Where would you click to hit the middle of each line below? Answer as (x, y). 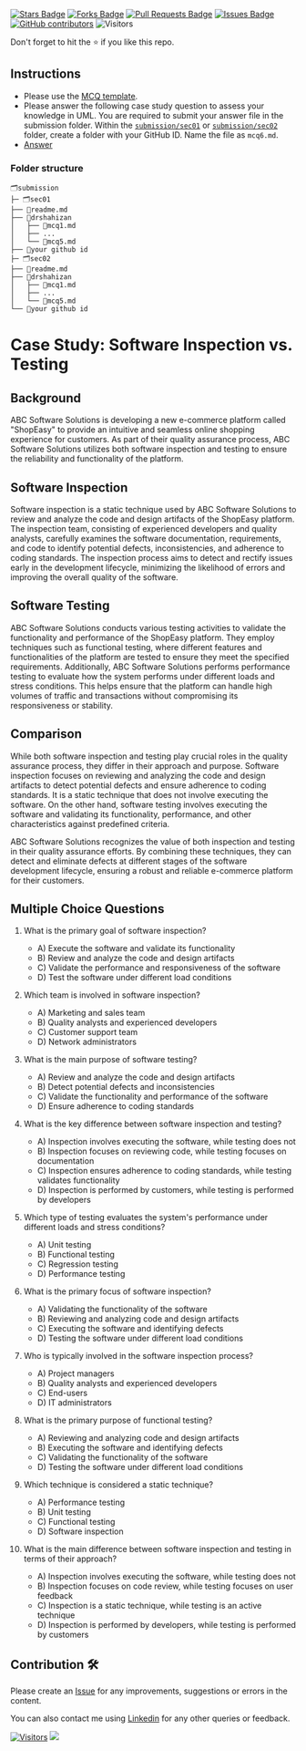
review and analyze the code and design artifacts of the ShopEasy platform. (153, 519)
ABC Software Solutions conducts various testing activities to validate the (148, 627)
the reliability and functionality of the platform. (97, 459)
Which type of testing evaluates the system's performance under (146, 1217)
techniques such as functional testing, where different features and (136, 647)
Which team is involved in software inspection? (112, 995)
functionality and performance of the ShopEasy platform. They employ (143, 637)
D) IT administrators (74, 1403)
